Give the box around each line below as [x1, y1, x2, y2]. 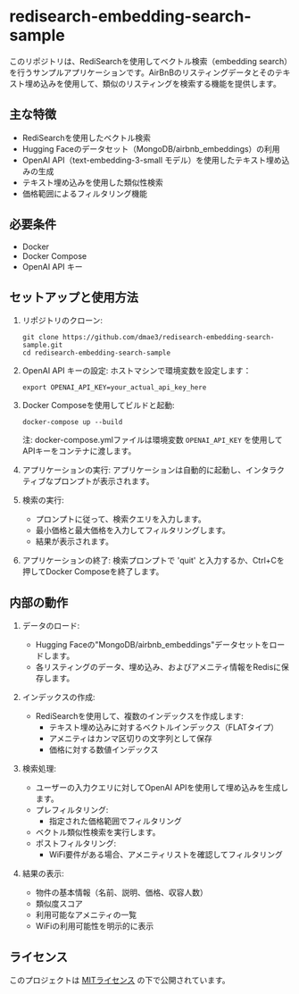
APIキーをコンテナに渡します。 [21, 446, 137, 456]
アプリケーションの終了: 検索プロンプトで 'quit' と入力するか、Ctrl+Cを [21, 555, 286, 566]
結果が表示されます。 [35, 536, 114, 547]
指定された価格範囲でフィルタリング [48, 815, 183, 827]
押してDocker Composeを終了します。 [21, 566, 164, 577]
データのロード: [21, 621, 80, 631]
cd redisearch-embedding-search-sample [21, 348, 171, 358]
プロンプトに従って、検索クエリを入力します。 [35, 514, 207, 524]
